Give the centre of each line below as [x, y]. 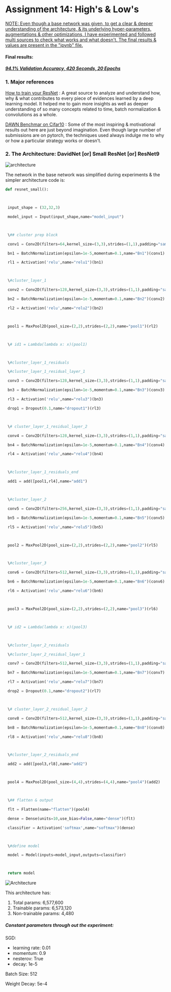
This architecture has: [28, 893]
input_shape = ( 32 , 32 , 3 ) [34, 208]
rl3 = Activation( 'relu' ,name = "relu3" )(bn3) [55, 399]
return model [21, 873]
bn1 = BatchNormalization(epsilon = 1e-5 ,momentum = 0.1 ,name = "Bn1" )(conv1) [86, 253]
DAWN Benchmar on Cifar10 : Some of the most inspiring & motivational [80, 124]
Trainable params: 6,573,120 [42, 908]
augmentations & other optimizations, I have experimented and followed [81, 34]
